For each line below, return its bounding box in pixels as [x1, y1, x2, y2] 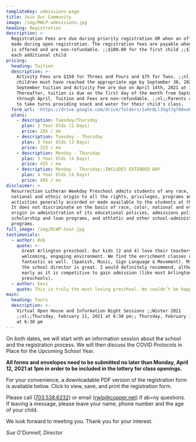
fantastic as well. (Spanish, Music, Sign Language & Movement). [21, 259, 184, 265]
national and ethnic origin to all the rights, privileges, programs [11, 194, 184, 200]
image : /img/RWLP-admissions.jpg [6, 19, 87, 25]
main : [6, 292, 19, 297]
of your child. [6, 406, 38, 413]
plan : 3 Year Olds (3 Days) [21, 139, 90, 145]
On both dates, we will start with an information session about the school [6, 335, 181, 342]
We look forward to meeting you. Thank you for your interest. [6, 417, 153, 424]
